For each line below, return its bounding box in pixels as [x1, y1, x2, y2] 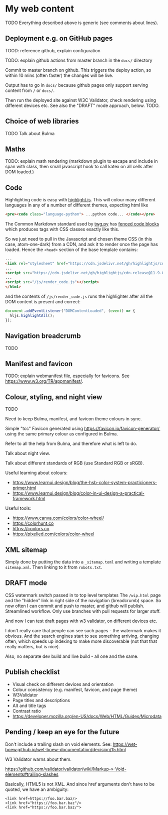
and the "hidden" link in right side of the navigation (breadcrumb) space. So [5, 597, 161, 603]
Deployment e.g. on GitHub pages [5, 34, 113, 43]
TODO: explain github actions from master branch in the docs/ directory [5, 57, 152, 63]
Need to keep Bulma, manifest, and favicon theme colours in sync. [5, 416, 142, 422]
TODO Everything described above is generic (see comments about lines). [5, 20, 158, 26]
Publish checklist [5, 668, 60, 676]
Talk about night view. [5, 450, 50, 456]
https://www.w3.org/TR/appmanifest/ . [5, 378, 83, 384]
